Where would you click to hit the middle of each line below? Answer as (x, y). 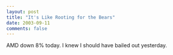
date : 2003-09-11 (28, 23)
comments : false (27, 28)
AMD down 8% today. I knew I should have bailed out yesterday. (87, 45)
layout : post (23, 12)
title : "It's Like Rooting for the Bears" (61, 17)
